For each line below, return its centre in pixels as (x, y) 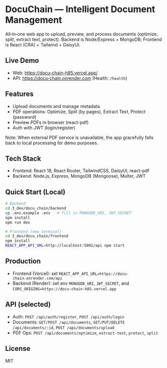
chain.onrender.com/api (37, 278)
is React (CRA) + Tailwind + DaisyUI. (43, 44)
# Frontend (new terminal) (33, 231)
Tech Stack (23, 158)
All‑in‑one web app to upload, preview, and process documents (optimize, (82, 34)
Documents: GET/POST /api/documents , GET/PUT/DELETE (68, 322)
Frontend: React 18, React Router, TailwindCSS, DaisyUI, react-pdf (81, 171)
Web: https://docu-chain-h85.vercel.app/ (55, 73)
